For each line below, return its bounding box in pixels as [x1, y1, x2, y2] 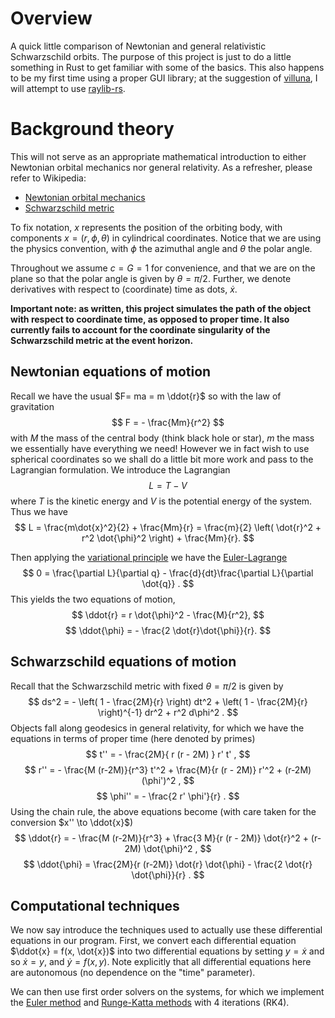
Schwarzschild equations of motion [10, 653, 237, 671]
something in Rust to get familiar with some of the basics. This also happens [10, 61, 325, 73]
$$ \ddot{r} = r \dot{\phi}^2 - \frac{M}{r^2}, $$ [71, 608, 265, 621]
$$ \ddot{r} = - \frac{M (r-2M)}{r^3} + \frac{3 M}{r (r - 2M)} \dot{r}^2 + [14, 832, 309, 844]
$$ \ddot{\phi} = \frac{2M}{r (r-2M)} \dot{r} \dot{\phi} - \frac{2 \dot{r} [23, 858, 313, 870]
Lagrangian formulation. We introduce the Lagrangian [10, 463, 231, 476]
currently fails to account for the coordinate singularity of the [10, 323, 271, 336]
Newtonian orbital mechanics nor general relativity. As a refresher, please [10, 161, 313, 173]
